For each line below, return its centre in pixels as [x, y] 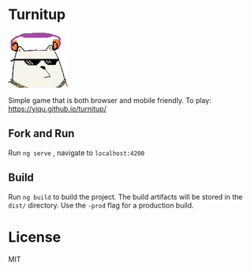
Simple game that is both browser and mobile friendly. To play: [110, 100]
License [35, 237]
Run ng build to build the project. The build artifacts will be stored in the [126, 196]
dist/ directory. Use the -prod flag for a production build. [101, 205]
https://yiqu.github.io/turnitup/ [57, 108]
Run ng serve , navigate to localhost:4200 [76, 153]
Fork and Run [41, 133]
